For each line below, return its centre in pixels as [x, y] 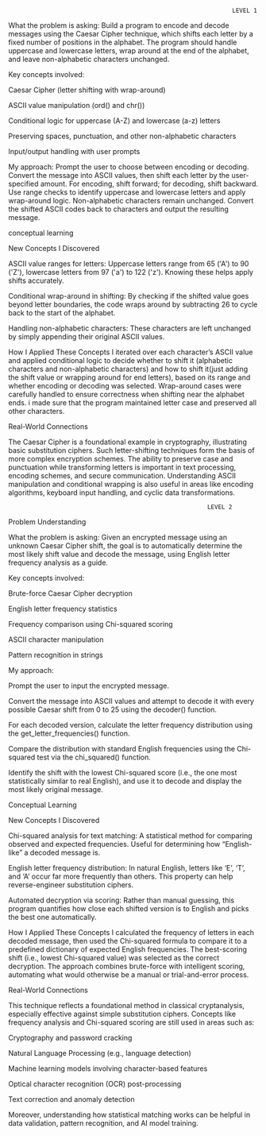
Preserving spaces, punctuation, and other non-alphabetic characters [122, 136]
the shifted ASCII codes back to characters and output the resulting [118, 209]
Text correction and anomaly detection [71, 1099]
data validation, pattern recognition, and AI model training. [103, 1123]
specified [23, 184]
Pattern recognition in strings [56, 655]
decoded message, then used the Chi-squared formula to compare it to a [128, 941]
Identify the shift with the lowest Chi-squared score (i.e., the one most [123, 773]
